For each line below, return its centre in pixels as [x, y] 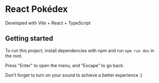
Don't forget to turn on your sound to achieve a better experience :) [74, 75]
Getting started [29, 39]
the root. [14, 56]
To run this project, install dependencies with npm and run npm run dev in [80, 50]
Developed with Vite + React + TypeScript [48, 23]
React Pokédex [37, 9]
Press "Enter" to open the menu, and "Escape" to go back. [65, 65]
